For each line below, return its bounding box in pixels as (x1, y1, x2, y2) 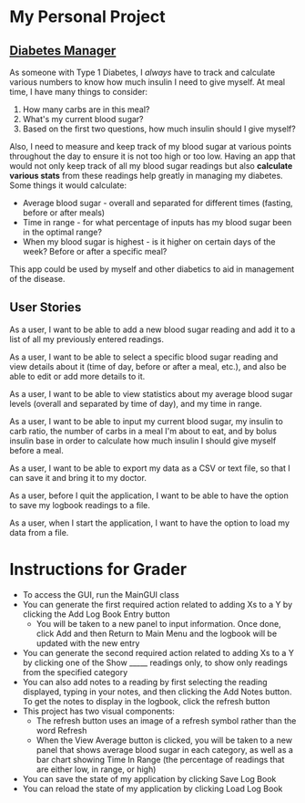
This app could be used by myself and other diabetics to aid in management (9, 264, 295, 275)
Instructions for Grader (9, 559, 188, 579)
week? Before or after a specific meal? (22, 246, 168, 256)
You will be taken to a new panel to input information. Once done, (36, 618, 281, 629)
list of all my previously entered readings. (9, 333, 164, 344)
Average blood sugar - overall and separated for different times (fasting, (22, 198, 293, 208)
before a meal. (9, 444, 64, 455)
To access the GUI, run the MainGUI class (22, 589, 179, 600)
